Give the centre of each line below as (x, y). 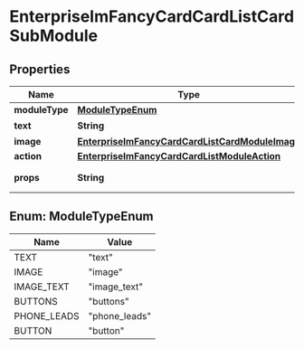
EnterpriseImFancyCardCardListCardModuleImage (189, 141)
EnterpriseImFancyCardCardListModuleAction (179, 156)
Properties (40, 69)
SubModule (54, 36)
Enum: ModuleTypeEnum (81, 217)
